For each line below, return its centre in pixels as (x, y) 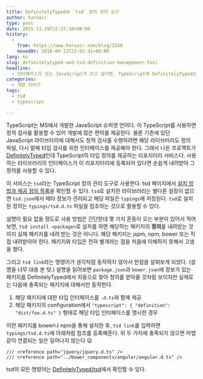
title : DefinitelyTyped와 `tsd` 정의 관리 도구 (63, 12)
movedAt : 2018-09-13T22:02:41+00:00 (63, 51)
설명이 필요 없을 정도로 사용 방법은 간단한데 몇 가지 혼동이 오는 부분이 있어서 (96, 219)
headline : (19, 68)
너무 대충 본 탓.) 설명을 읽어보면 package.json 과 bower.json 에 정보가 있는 (104, 269)
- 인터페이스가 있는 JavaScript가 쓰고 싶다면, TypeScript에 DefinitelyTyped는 (105, 74)
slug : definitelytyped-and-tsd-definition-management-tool (82, 62)
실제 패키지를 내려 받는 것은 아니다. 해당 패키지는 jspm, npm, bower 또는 (103, 234)
